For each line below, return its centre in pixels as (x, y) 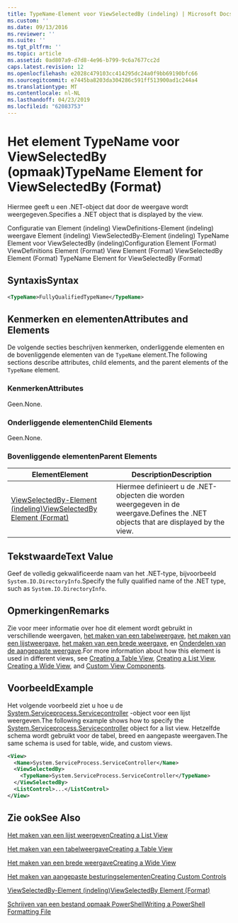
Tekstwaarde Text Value (60, 556)
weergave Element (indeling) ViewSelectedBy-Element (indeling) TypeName (118, 235)
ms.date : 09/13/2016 (38, 27)
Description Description (172, 475)
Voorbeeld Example (50, 688)
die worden (166, 496)
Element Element (60, 475)
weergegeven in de (148, 504)
